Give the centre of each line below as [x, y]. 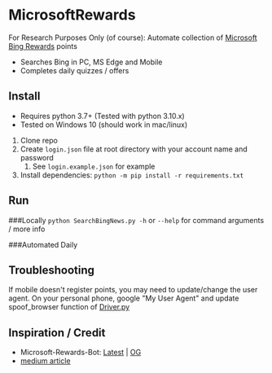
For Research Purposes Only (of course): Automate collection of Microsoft [133, 37]
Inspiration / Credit [57, 333]
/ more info [27, 229]
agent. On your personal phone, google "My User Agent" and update [124, 298]
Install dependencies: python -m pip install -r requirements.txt [132, 175]
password [37, 157]
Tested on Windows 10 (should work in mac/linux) [104, 125]
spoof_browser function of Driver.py [69, 307]
